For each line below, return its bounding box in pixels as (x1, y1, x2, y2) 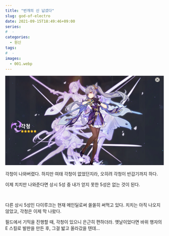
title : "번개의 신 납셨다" (5, 8, 54, 13)
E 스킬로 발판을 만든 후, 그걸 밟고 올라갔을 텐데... (5, 225, 100, 231)
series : (5, 24, 22, 29)
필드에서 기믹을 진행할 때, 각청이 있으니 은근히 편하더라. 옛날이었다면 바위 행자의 (5, 219, 162, 225)
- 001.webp (10, 61, 33, 66)
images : (5, 56, 22, 61)
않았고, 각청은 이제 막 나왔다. (5, 208, 62, 214)
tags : (5, 45, 17, 50)
